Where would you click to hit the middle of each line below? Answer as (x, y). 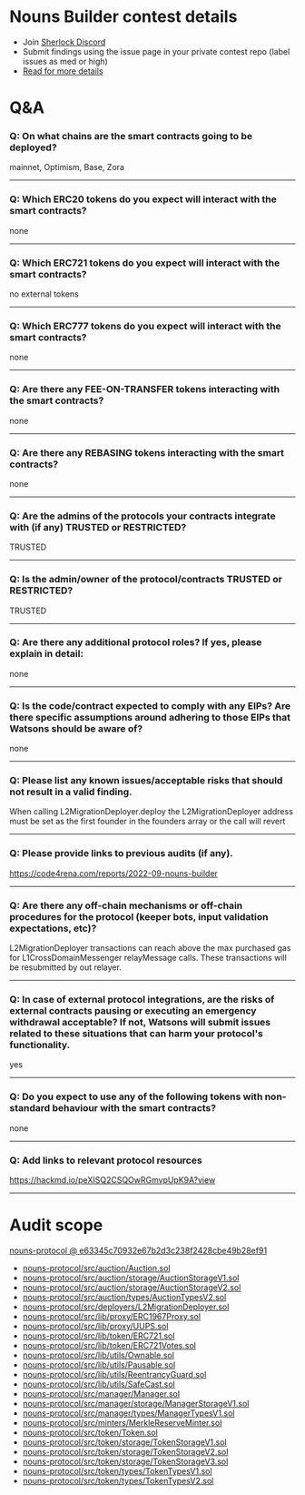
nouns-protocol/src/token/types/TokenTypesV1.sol (117, 1470)
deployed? (33, 147)
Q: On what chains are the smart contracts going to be (131, 136)
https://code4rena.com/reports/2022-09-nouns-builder (113, 873)
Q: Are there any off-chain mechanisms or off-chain (126, 905)
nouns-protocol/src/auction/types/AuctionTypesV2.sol (124, 1297)
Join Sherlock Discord (64, 42)
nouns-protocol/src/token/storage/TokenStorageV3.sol (125, 1461)
